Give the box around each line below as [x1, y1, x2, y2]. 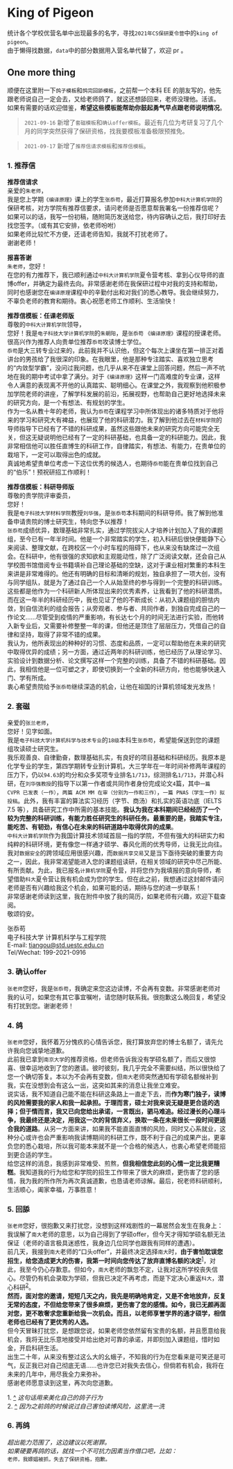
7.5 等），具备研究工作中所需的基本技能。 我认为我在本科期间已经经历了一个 [7, 805, 221, 814]
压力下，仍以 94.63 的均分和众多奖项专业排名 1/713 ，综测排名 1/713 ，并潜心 [7, 771, 218, 779]
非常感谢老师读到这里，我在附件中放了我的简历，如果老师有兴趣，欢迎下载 [7, 892, 220, 901]
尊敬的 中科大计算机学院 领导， [7, 320, 85, 329]
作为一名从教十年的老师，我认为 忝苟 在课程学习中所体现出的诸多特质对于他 [7, 407, 218, 416]
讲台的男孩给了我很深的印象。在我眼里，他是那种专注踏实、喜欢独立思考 [7, 355, 214, 363]
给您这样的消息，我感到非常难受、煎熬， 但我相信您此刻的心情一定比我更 [7, 1159, 214, 1167]
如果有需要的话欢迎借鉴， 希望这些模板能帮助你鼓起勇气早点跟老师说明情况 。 [7, 103, 226, 112]
